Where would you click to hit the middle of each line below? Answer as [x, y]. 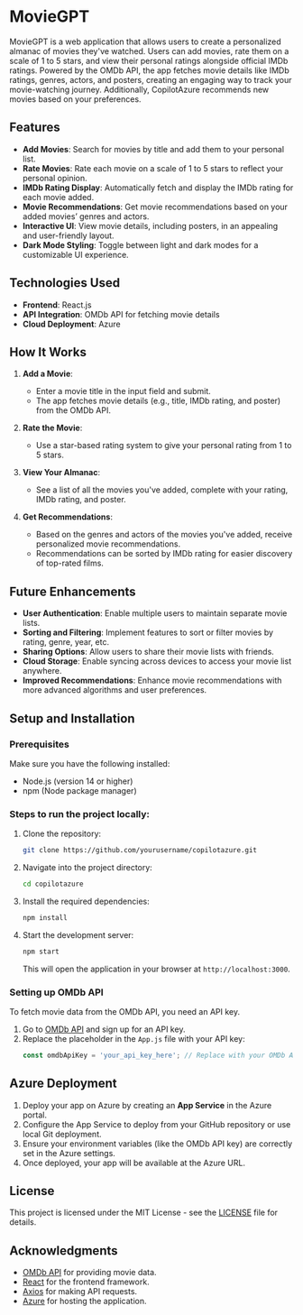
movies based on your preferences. [75, 99]
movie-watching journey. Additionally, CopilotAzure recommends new [139, 89]
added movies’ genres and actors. [86, 216]
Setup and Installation [72, 718]
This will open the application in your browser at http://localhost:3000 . [156, 969]
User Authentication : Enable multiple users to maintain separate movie [155, 613]
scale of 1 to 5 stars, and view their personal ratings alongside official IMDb [149, 60]
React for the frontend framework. [86, 1282]
